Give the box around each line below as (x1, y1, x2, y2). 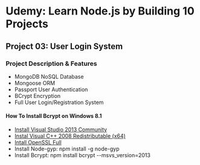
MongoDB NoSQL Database (14, 73, 84, 80)
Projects (5, 17, 49, 31)
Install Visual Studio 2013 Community (14, 126, 107, 134)
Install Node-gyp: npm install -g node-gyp (14, 145, 120, 152)
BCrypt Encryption (14, 92, 61, 99)
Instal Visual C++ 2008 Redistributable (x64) (14, 132, 126, 140)
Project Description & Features (5, 59, 97, 68)
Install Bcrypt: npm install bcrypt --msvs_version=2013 (14, 152, 150, 159)
